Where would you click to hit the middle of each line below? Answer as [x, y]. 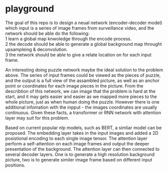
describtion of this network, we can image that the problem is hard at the [80, 91]
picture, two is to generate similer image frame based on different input [79, 159]
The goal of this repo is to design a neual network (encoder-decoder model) [84, 23]
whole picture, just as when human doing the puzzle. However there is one [82, 102]
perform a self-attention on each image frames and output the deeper [77, 143]
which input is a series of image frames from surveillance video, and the [80, 28]
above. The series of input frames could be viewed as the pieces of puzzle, [83, 75]
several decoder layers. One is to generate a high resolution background [80, 154]
